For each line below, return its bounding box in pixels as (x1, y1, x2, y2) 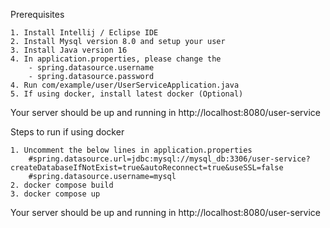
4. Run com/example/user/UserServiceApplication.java (10, 80, 240, 90)
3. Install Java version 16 (10, 45, 128, 55)
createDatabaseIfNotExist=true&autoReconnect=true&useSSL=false (10, 163, 284, 173)
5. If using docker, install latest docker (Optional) (10, 89, 244, 99)
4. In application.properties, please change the (10, 54, 222, 64)
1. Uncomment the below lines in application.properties (10, 145, 253, 155)
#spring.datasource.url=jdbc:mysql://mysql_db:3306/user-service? (28, 154, 311, 164)
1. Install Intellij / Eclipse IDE (10, 28, 159, 38)
